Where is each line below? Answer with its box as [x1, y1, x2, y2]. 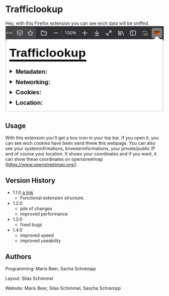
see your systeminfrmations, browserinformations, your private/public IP [5, 145, 155, 152]
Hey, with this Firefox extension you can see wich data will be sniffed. [5, 20, 149, 26]
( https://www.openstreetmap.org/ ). [5, 162, 78, 168]
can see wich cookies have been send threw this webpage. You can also [5, 140, 156, 146]
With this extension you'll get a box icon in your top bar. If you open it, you [5, 135, 159, 141]
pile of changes [20, 205, 53, 212]
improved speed [20, 233, 54, 239]
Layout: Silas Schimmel [5, 275, 54, 281]
